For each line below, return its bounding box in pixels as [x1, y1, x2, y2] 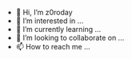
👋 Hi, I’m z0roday [15, 8, 74, 17]
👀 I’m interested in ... [15, 16, 84, 26]
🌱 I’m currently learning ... [15, 25, 102, 33]
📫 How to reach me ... [15, 42, 90, 51]
